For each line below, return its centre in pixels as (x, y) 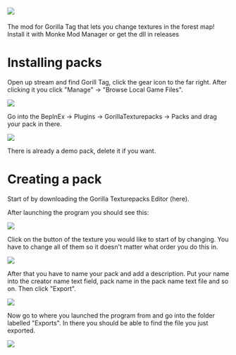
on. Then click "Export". (42, 288)
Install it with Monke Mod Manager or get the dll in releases (93, 34)
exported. (21, 330)
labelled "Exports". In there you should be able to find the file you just (108, 323)
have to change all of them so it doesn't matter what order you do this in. (113, 247)
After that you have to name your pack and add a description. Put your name (118, 273)
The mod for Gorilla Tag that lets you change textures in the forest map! (111, 26)
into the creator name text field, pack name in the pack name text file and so (118, 281)
